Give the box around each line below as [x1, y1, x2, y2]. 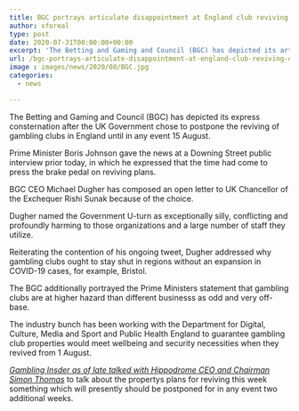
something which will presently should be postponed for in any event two [9, 383, 278, 394]
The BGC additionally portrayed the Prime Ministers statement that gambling [9, 282, 289, 294]
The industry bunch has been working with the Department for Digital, [9, 318, 266, 329]
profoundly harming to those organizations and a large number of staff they [9, 220, 287, 230]
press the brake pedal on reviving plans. [9, 166, 157, 177]
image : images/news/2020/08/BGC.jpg [9, 63, 149, 72]
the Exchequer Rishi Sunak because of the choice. [9, 193, 194, 204]
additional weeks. [9, 392, 74, 403]
